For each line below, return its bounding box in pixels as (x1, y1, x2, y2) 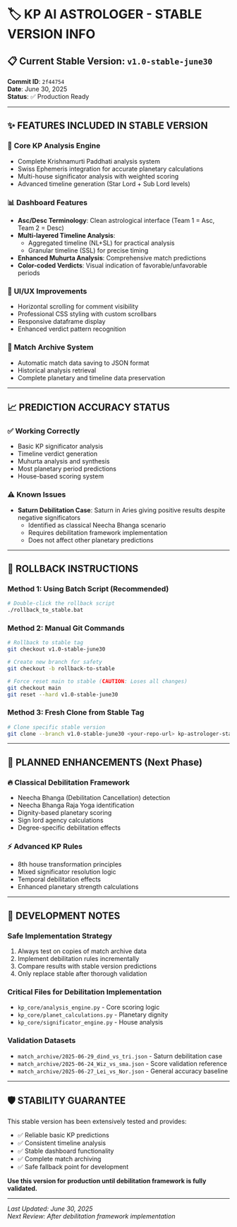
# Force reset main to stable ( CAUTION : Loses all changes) (7, 677, 188, 685)
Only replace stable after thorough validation (17, 969, 147, 978)
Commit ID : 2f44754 (7, 78, 65, 85)
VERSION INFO (7, 26, 96, 42)
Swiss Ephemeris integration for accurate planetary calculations (17, 164, 204, 173)
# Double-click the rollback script (7, 600, 115, 608)
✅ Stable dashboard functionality (17, 1147, 114, 1155)
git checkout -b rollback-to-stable (7, 665, 115, 672)
